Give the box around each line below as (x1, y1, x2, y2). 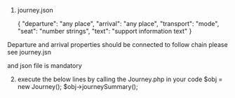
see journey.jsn (7, 48, 51, 56)
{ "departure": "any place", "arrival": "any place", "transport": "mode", (17, 20, 220, 27)
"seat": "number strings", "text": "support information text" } (17, 27, 192, 35)
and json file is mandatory (7, 62, 82, 69)
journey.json (17, 6, 54, 14)
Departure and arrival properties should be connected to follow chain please (7, 41, 228, 48)
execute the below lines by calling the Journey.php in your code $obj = (17, 75, 223, 83)
